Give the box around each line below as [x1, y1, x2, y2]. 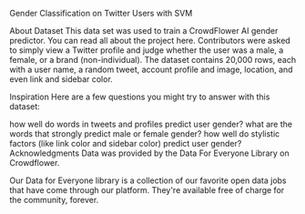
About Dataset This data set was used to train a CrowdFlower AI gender [9, 25, 279, 36]
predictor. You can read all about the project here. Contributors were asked [9, 36, 291, 46]
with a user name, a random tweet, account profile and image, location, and [9, 64, 293, 75]
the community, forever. [9, 195, 99, 205]
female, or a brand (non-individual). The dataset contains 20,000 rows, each [9, 55, 297, 65]
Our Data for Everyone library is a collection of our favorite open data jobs [9, 175, 287, 186]
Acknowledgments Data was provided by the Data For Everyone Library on [9, 148, 290, 158]
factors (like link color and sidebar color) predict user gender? [9, 138, 242, 148]
